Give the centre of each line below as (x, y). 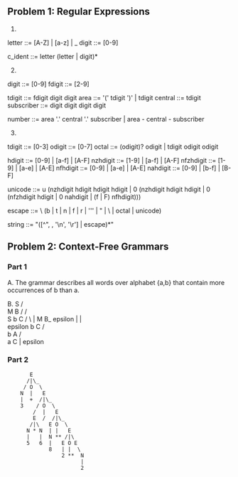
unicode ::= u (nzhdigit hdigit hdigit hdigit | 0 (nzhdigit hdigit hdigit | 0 (109, 189)
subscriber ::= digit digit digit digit (57, 105)
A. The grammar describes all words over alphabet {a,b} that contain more (116, 282)
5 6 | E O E (52, 443)
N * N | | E (49, 430)
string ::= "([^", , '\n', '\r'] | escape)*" (61, 224)
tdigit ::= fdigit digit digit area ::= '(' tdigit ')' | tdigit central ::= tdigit (104, 97)
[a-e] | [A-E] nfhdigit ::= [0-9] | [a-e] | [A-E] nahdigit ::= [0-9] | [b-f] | (119, 168)
